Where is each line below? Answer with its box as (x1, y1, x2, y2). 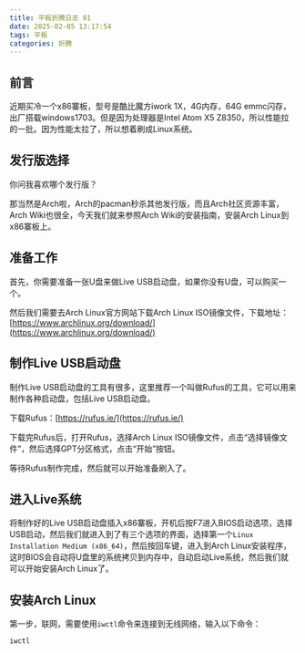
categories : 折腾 (9, 38, 73, 48)
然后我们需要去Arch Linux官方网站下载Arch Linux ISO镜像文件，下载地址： (9, 306, 290, 317)
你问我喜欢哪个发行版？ (9, 179, 97, 190)
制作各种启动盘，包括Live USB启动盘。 (9, 393, 156, 404)
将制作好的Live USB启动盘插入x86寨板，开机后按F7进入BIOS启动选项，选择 (9, 517, 293, 529)
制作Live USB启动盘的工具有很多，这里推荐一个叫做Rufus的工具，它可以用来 (9, 381, 297, 392)
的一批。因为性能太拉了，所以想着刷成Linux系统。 (9, 124, 198, 135)
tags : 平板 (9, 30, 48, 39)
